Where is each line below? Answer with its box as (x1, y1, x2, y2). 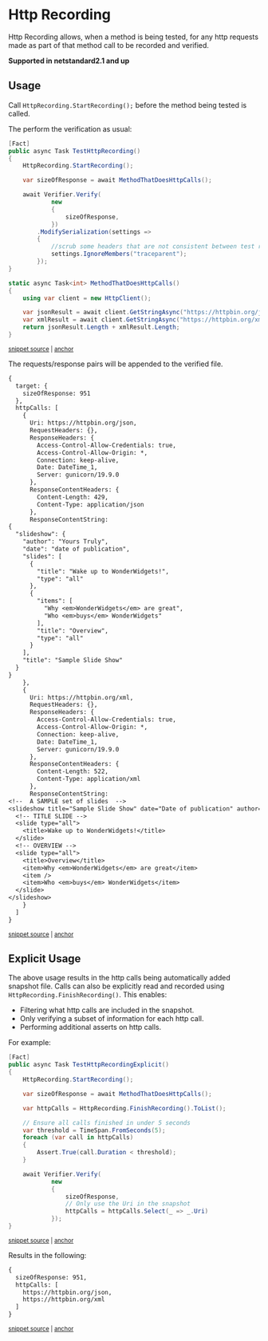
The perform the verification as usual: (8, 124, 132, 133)
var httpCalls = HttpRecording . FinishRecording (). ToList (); (22, 1104, 227, 1112)
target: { (15, 381, 48, 390)
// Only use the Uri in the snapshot (65, 1200, 191, 1208)
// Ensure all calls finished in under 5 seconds (22, 1118, 191, 1126)
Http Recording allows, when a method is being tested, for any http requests (8, 32, 259, 41)
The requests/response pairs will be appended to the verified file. (8, 359, 223, 369)
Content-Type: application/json (37, 500, 145, 508)
